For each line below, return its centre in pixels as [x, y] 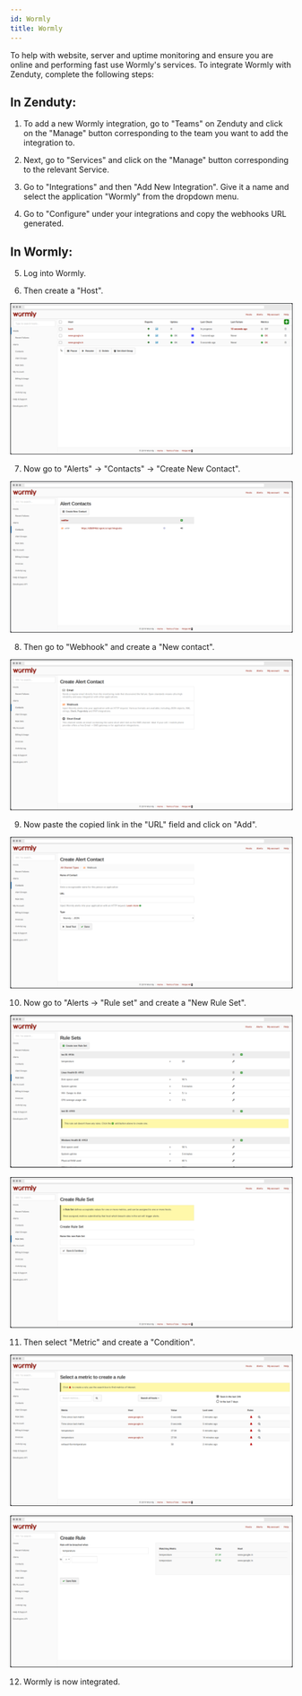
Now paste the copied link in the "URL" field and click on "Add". [140, 825]
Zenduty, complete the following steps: [82, 74]
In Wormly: [41, 251]
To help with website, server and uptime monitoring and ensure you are [142, 55]
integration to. [49, 143]
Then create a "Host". [63, 290]
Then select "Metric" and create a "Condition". [109, 1342]
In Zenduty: [43, 102]
